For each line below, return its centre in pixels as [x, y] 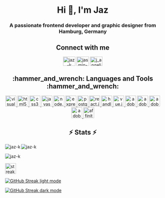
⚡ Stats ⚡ [83, 132]
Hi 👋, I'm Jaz [83, 10]
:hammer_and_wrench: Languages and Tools [83, 79]
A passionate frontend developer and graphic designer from [83, 26]
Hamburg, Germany [83, 31]
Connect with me [83, 47]
